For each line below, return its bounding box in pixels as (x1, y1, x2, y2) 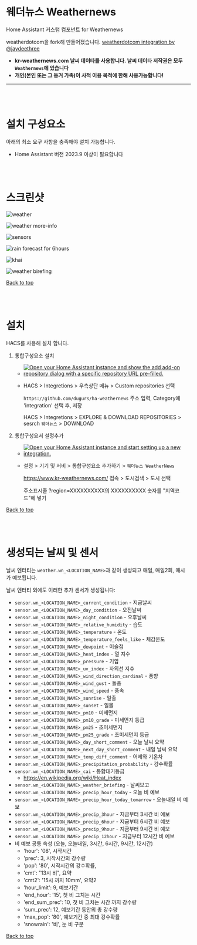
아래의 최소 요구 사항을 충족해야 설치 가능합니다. (6, 138, 116, 145)
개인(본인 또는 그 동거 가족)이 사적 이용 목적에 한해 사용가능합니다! (14, 72, 164, 79)
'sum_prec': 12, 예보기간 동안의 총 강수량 (23, 906, 118, 913)
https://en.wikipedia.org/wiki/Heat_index (23, 774, 121, 781)
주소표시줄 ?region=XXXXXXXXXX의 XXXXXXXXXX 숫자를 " (23, 487, 166, 494)
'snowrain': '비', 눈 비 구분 (23, 920, 84, 927)
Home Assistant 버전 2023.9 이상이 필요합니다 (14, 150, 123, 157)
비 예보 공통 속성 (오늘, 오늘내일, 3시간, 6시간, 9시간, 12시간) (14, 840, 154, 847)
